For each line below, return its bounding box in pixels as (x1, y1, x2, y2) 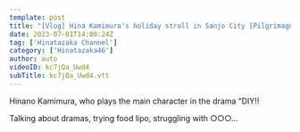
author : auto (9, 54, 58, 63)
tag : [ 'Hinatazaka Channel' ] (9, 37, 118, 47)
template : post (9, 12, 66, 22)
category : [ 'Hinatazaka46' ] (9, 46, 114, 55)
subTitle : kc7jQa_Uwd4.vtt (9, 71, 110, 80)
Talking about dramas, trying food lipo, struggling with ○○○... (9, 112, 238, 123)
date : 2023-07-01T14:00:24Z (9, 29, 114, 38)
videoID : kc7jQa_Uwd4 (9, 63, 90, 72)
